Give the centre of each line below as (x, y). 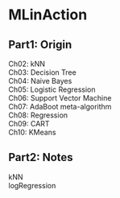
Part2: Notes (41, 157)
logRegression (32, 185)
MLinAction (48, 15)
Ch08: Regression (38, 115)
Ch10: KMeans (32, 132)
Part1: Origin (40, 45)
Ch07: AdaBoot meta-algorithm (60, 107)
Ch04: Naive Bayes (40, 81)
